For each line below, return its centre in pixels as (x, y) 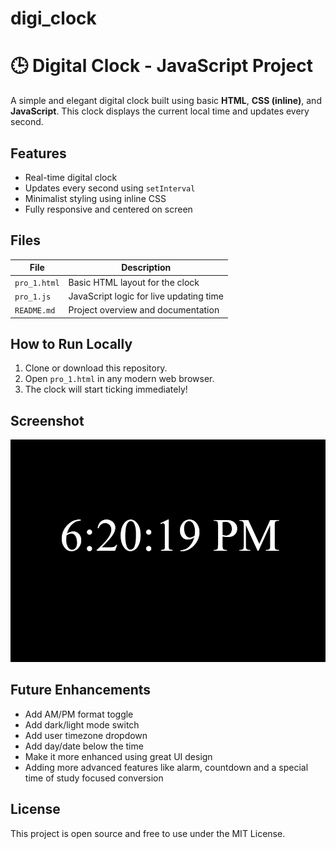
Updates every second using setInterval (110, 188)
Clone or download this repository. (96, 368)
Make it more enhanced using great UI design (118, 756)
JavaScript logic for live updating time (146, 296)
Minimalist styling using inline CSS (95, 198)
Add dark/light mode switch (82, 724)
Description (146, 268)
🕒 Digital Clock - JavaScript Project (161, 66)
